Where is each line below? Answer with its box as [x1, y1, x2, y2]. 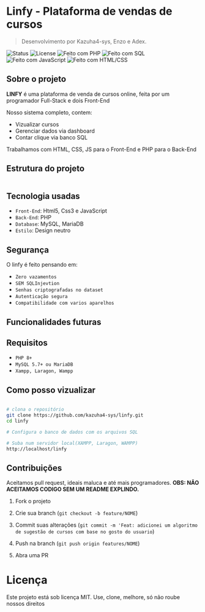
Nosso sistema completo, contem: [6, 109, 93, 116]
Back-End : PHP [15, 214, 52, 221]
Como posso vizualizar [6, 385, 96, 395]
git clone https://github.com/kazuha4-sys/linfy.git [6, 412, 144, 418]
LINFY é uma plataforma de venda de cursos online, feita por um [6, 90, 170, 98]
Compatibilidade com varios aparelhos [15, 300, 114, 307]
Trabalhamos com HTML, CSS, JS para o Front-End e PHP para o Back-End [6, 146, 197, 153]
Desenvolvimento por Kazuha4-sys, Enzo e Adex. [21, 37, 147, 45]
